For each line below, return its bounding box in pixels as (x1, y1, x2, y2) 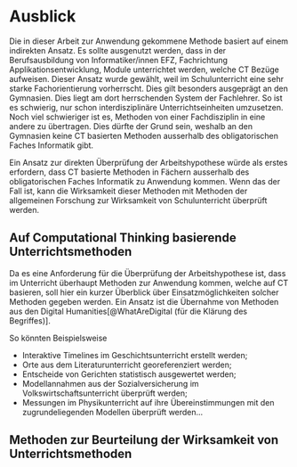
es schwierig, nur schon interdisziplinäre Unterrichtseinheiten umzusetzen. (9, 102, 284, 112)
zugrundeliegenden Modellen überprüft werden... (21, 406, 204, 417)
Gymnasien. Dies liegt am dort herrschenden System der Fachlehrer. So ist (9, 92, 283, 103)
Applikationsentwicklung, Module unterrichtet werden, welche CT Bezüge (9, 64, 280, 75)
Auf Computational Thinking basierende (9, 230, 237, 246)
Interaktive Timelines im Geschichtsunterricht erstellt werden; (21, 349, 248, 360)
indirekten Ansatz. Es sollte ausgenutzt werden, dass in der (9, 45, 227, 55)
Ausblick (9, 6, 76, 27)
